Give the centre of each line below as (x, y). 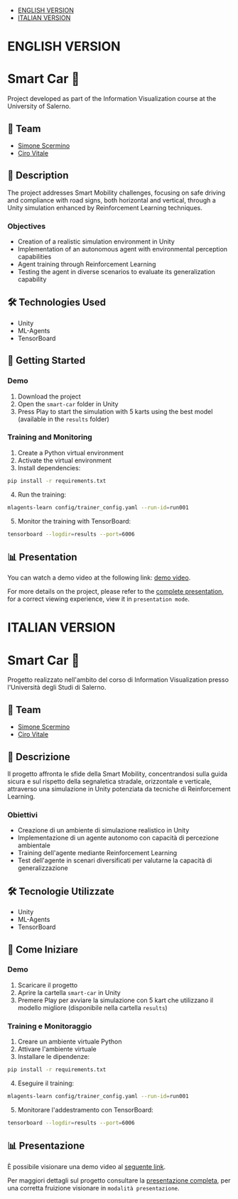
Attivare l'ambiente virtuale (57, 1049)
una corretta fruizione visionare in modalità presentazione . (93, 1188)
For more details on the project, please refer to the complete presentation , (115, 592)
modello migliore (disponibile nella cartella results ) (93, 1007)
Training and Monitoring (50, 438)
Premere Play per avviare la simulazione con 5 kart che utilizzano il (115, 1000)
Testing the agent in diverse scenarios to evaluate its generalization (116, 272)
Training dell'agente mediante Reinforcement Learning (97, 853)
